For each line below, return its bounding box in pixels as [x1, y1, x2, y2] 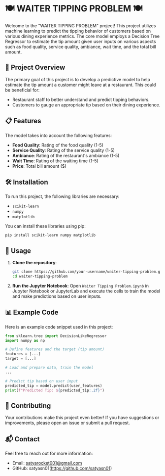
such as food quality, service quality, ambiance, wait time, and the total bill [5, 44, 156, 49]
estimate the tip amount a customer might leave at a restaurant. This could [5, 82, 156, 88]
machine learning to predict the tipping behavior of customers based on [5, 28, 151, 34]
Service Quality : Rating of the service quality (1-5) [12, 147, 115, 153]
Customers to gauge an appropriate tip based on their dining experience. [12, 101, 161, 108]
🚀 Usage [5, 246, 31, 255]
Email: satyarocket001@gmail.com [12, 460, 82, 466]
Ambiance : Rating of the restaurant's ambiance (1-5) [12, 152, 120, 158]
